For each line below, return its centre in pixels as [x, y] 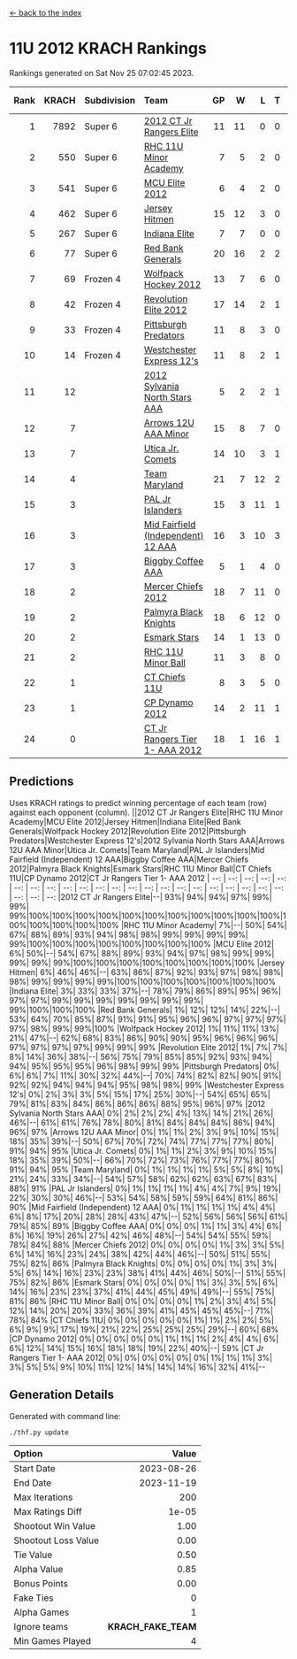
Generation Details [62, 1395]
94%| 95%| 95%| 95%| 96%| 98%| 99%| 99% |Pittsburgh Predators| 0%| [145, 1066]
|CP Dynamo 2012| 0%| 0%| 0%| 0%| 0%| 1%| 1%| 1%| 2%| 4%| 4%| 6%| [144, 1339]
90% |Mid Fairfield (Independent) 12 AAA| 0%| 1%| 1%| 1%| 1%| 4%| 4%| [142, 1207]
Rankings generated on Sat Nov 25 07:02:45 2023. [102, 73]
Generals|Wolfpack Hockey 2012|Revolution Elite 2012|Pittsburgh [128, 831]
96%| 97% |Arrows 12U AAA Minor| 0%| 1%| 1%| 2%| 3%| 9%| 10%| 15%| [144, 1132]
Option [28, 1453]
